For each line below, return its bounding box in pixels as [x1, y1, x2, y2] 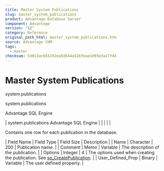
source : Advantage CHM [5, 40, 52, 45]
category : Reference [5, 30, 48, 35]
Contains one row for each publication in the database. [5, 129, 118, 135]
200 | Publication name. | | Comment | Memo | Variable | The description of [5, 144, 160, 150]
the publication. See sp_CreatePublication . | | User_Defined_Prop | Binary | [5, 155, 158, 161]
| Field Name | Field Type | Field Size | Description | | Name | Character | [5, 139, 153, 145]
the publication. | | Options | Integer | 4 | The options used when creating [5, 150, 155, 156]
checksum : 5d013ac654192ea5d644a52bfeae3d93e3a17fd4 [5, 53, 117, 58]
